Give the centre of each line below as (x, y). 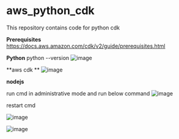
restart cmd (21, 105)
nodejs (15, 81)
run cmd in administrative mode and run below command (78, 93)
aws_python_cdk (50, 11)
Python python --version (38, 58)
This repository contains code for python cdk (63, 28)
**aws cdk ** (23, 69)
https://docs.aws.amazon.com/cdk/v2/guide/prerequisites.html (86, 46)
